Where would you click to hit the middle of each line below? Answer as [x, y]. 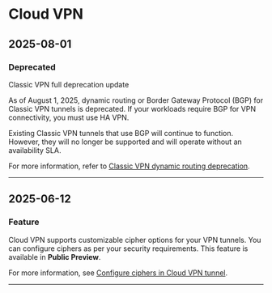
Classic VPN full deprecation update [69, 84]
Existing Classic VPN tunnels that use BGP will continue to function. [121, 133]
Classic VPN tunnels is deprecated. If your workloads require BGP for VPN [132, 108]
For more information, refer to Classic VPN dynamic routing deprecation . [129, 166]
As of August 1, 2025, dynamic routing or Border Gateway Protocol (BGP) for [136, 100]
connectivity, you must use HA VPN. [69, 117]
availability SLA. [35, 150]
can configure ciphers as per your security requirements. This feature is [128, 248]
